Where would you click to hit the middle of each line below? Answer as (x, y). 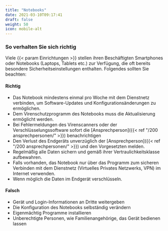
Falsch (12, 191)
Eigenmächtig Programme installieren (52, 213)
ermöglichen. (26, 108)
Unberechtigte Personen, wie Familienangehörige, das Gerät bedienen (86, 218)
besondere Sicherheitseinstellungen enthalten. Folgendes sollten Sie (77, 69)
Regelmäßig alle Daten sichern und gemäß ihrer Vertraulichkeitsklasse (86, 152)
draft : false (19, 19)
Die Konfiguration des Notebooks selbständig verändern (72, 207)
